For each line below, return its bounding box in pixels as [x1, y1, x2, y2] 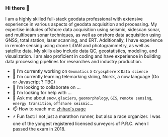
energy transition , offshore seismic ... [12, 100, 94, 106]
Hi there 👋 [5, 5, 30, 12]
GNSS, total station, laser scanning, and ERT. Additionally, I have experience [5, 37, 163, 43]
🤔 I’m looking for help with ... [12, 90, 72, 96]
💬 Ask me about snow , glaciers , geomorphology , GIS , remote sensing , [12, 95, 153, 101]
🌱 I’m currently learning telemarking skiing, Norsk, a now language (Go [12, 74, 159, 80]
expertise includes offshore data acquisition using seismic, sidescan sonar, [5, 27, 161, 33]
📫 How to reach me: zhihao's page [12, 106, 86, 112]
